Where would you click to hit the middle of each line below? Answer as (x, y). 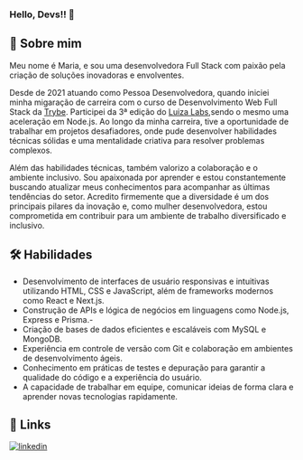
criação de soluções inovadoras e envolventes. (97, 75)
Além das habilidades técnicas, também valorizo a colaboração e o (134, 167)
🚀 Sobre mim (46, 44)
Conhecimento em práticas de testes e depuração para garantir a (144, 367)
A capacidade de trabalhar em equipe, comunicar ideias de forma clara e (158, 387)
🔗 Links (30, 424)
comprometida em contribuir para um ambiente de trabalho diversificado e (148, 215)
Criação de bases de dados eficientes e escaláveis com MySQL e (144, 329)
